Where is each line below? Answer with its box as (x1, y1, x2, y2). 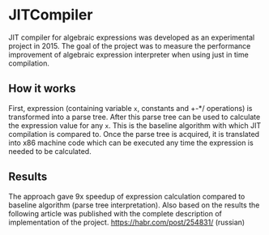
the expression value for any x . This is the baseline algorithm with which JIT (8, 120, 262, 130)
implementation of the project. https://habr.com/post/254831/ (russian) (8, 217, 246, 227)
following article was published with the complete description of (8, 208, 223, 218)
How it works (8, 82, 76, 96)
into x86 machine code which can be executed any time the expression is (8, 138, 254, 147)
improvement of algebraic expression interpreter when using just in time (8, 49, 249, 59)
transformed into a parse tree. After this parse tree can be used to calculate (8, 112, 261, 122)
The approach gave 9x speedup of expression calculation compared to (8, 191, 246, 201)
